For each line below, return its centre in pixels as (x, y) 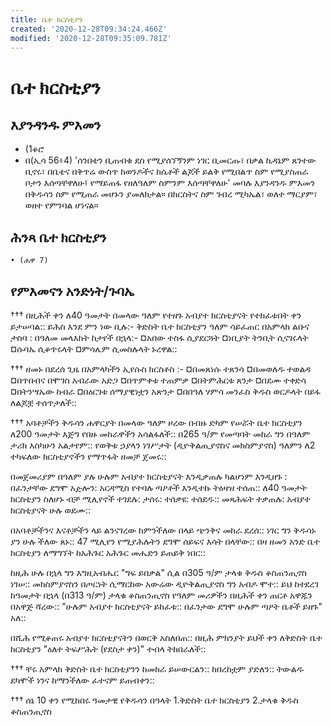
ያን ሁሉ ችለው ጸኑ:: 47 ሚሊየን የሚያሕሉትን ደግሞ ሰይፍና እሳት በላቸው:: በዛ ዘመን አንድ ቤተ (165, 541)
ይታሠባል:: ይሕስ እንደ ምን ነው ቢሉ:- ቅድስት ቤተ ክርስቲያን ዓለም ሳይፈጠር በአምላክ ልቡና (160, 326)
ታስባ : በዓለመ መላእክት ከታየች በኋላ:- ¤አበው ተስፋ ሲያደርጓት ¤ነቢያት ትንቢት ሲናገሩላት (159, 337)
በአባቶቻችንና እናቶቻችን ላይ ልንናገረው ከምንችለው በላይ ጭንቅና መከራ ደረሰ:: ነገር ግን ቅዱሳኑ (163, 530)
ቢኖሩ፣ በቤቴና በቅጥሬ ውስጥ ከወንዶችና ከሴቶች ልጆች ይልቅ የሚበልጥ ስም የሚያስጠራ (166, 172)
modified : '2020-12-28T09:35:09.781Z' (91, 38)
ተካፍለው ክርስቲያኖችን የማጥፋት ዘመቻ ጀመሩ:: (88, 456)
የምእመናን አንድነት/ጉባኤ (72, 291)
